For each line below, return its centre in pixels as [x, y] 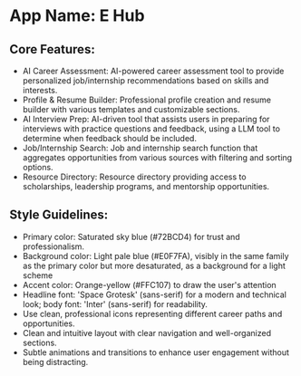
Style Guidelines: [59, 215]
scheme [38, 275]
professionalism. [53, 246]
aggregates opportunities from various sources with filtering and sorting [157, 158]
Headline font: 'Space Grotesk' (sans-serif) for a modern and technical [155, 294]
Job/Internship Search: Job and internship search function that [140, 148]
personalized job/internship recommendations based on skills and [146, 81]
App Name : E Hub [77, 16]
